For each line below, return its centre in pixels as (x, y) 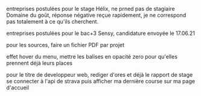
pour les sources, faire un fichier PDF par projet (65, 45)
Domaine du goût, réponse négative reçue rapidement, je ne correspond (96, 15)
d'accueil (18, 88)
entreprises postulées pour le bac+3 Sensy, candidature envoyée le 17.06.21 (101, 33)
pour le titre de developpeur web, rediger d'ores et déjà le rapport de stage (100, 75)
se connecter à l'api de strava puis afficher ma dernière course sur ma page (101, 81)
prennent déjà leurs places (39, 63)
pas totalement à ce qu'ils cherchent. (52, 21)
